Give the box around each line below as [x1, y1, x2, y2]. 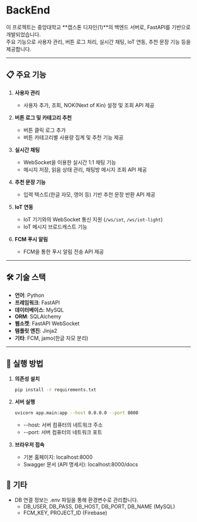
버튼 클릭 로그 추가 [23, 127, 66, 134]
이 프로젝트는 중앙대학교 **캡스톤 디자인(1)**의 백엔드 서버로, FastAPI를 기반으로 [6, 23, 191, 30]
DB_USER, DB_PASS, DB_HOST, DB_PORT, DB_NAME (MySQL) [23, 503, 175, 510]
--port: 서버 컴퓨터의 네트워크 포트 [23, 429, 103, 436]
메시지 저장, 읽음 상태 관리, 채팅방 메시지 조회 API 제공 [23, 166, 147, 173]
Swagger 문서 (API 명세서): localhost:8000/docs [23, 461, 138, 468]
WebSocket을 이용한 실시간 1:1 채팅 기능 [23, 159, 116, 166]
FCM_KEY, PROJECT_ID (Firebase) [23, 509, 107, 516]
